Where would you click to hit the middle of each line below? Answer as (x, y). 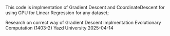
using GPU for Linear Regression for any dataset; (57, 13)
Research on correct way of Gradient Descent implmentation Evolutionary (83, 23)
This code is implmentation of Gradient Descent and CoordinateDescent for (85, 7)
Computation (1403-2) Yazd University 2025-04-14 (60, 28)
